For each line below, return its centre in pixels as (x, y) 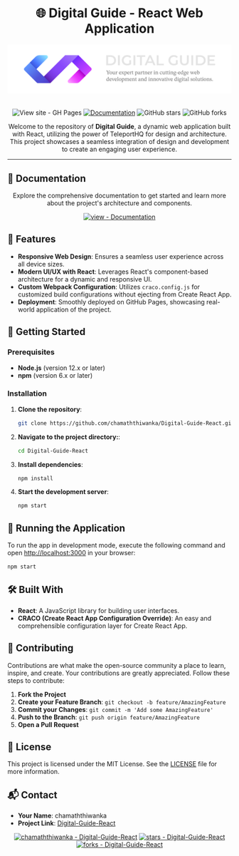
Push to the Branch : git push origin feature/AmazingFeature (109, 717)
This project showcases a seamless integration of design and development (119, 142)
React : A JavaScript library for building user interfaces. (99, 610)
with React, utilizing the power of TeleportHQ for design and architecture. (119, 134)
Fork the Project (42, 694)
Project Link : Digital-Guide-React (67, 823)
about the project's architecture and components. (119, 203)
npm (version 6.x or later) (55, 375)
